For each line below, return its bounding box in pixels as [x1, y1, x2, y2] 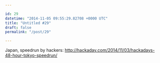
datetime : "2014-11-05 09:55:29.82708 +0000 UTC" [5, 16, 108, 21]
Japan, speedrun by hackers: [5, 47, 64, 53]
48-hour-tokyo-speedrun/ [5, 52, 58, 59]
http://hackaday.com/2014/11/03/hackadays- [64, 47, 155, 53]
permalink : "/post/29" [5, 30, 51, 35]
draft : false [5, 25, 32, 30]
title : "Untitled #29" [5, 21, 51, 25]
